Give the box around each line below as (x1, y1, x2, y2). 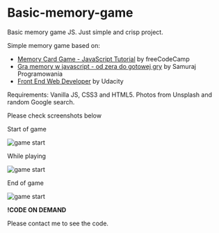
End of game (7, 179, 44, 187)
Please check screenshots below (7, 111, 102, 120)
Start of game (7, 124, 47, 133)
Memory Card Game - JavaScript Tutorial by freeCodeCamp (17, 54, 190, 63)
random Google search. (7, 97, 75, 106)
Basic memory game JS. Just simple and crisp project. (7, 28, 163, 36)
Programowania (17, 70, 63, 78)
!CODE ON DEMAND (7, 205, 67, 214)
